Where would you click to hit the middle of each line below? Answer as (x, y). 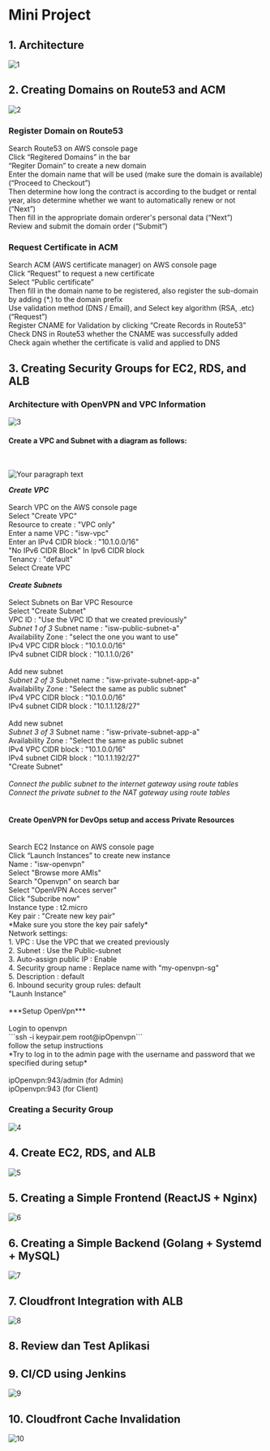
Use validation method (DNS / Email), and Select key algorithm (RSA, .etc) (131, 308)
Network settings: (38, 933)
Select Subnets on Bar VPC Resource (71, 603)
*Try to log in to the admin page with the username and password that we (132, 1054)
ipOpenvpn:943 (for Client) (54, 1088)
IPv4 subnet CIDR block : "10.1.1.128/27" (74, 706)
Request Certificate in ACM (63, 247)
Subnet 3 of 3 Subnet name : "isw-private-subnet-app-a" (104, 732)
